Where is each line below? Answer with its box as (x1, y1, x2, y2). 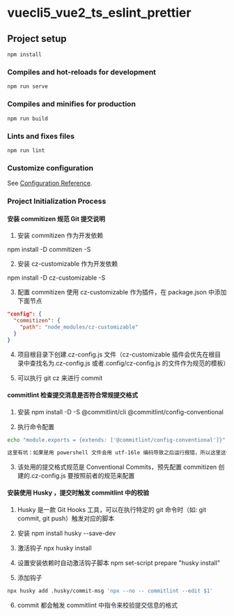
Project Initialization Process (7, 197, 107, 206)
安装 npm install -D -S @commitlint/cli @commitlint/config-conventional (17, 407, 224, 416)
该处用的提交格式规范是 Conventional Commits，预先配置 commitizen (17, 463, 217, 471)
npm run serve (7, 83, 49, 90)
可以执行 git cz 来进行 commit (17, 373, 103, 382)
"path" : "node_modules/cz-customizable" (19, 324, 139, 331)
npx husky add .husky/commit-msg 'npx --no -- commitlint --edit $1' (7, 587, 214, 594)
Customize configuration (7, 163, 94, 172)
